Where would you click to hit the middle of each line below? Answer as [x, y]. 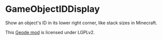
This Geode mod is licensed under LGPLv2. [50, 32]
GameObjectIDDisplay [52, 9]
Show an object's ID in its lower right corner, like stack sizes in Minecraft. [81, 23]
